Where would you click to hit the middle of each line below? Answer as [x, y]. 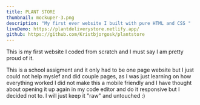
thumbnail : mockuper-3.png [40, 18]
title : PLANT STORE [31, 12]
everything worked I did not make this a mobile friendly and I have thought [99, 83]
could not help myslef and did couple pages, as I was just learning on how [99, 76]
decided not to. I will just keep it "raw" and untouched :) [76, 96]
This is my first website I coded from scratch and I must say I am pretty [95, 52]
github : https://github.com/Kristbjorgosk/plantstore [76, 35]
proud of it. [20, 58]
